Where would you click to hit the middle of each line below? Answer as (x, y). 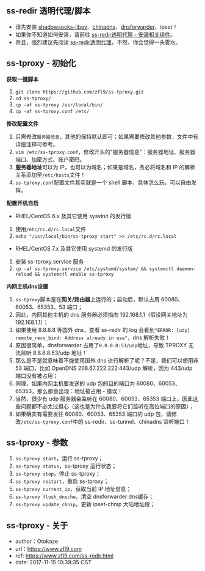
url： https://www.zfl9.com (49, 549)
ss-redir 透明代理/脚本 (49, 11)
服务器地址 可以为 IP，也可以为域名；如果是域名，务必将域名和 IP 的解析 (105, 167)
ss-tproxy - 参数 (37, 443)
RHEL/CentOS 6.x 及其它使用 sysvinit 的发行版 (73, 216)
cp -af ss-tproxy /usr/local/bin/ (59, 105)
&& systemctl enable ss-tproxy (74, 274)
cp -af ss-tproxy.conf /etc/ (52, 111)
